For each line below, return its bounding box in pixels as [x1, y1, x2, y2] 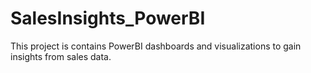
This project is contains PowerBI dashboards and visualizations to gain [10, 40, 302, 52]
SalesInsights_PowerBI [10, 7, 206, 30]
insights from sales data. [10, 50, 112, 62]
